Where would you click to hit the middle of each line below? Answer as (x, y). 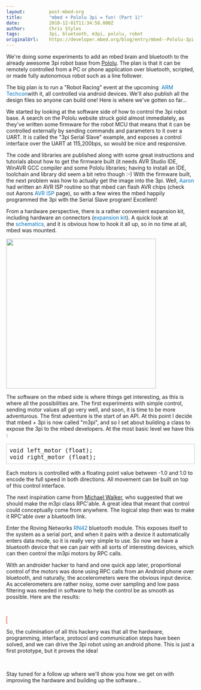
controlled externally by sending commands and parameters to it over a (94, 131)
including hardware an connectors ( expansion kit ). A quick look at (87, 217)
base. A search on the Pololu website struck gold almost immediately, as (95, 118)
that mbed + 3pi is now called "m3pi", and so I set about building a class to (98, 422)
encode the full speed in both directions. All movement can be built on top (97, 479)
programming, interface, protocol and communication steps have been (93, 638)
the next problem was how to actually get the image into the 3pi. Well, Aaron (100, 181)
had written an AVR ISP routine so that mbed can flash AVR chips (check (95, 187)
